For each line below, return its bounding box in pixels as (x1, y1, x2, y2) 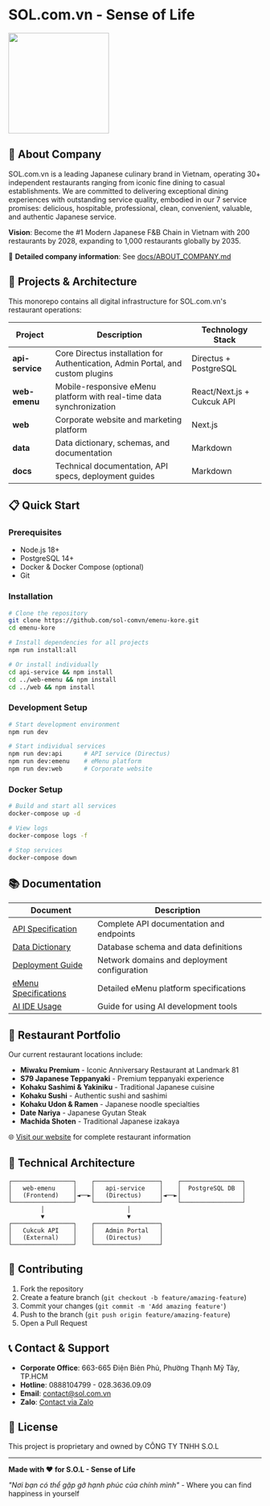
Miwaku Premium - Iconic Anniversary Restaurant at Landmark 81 (19, 1065, 239, 1075)
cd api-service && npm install (8, 668, 113, 676)
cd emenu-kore (8, 624, 56, 633)
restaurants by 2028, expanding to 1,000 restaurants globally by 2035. (8, 236, 241, 245)
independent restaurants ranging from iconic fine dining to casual (8, 177, 225, 187)
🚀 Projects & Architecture (8, 275, 137, 289)
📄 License (8, 1420, 59, 1434)
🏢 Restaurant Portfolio (8, 1028, 121, 1042)
